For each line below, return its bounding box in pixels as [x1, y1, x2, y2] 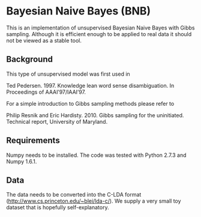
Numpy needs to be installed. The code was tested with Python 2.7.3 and [6, 151, 187, 159]
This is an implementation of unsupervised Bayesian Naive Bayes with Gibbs [6, 24, 195, 31]
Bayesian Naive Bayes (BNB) [6, 4, 151, 18]
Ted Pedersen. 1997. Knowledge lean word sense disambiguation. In [6, 82, 175, 89]
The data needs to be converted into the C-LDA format [6, 191, 142, 198]
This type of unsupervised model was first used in [6, 70, 130, 78]
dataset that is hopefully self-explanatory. [6, 204, 109, 211]
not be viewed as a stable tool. [6, 37, 82, 44]
